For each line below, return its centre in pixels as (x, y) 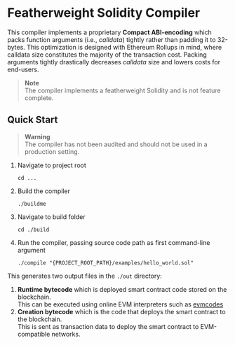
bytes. (16, 47)
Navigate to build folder (51, 217)
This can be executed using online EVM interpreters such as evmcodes (120, 304)
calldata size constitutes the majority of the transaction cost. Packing (107, 55)
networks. (66, 334)
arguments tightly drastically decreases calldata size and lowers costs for (114, 62)
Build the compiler (43, 191)
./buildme (32, 204)
